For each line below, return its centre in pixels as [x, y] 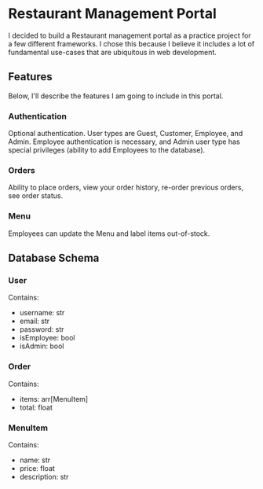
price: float [37, 468]
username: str [42, 313]
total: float [36, 407]
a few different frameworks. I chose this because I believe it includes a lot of [131, 43]
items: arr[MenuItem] [54, 399]
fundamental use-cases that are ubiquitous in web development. [113, 52]
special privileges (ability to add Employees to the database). [107, 150]
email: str [35, 321]
